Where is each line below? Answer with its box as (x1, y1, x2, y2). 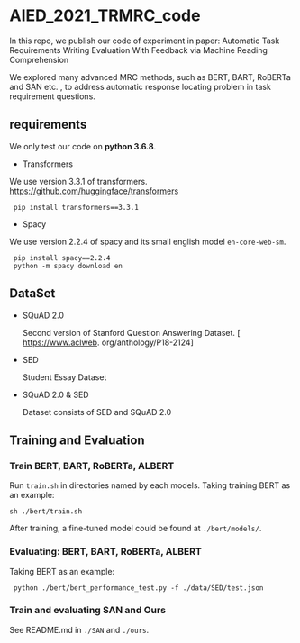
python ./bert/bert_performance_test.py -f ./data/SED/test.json (13, 583, 264, 593)
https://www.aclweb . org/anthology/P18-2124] (22, 337, 194, 348)
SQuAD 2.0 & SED (22, 389, 89, 400)
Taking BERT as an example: (9, 566, 115, 576)
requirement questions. (9, 91, 96, 102)
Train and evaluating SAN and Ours (9, 604, 167, 617)
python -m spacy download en (13, 261, 123, 270)
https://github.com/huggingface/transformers (9, 186, 179, 196)
